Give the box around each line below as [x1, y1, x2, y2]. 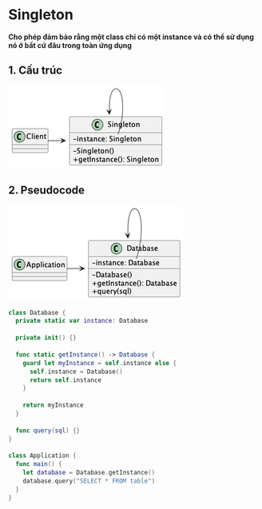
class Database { [8, 308, 66, 316]
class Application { [8, 451, 77, 460]
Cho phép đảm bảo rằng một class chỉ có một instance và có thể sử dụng [8, 32, 254, 42]
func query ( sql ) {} [15, 426, 81, 435]
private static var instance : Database [15, 317, 149, 325]
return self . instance [29, 376, 102, 384]
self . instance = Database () [29, 368, 124, 376]
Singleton [8, 6, 73, 24]
